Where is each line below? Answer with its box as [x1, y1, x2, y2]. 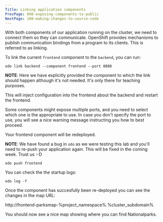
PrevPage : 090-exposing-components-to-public [5, 12, 99, 17]
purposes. [5, 83, 26, 89]
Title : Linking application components [5, 7, 86, 12]
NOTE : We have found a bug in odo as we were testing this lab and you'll [5, 141, 150, 147]
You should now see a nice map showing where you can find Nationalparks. [5, 211, 157, 217]
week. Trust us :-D [5, 151, 42, 157]
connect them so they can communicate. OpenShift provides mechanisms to [5, 35, 159, 40]
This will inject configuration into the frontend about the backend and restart [5, 92, 158, 98]
